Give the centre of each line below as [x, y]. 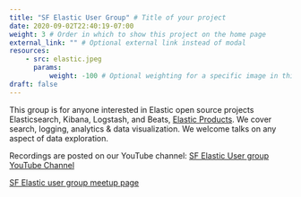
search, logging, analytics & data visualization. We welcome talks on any [143, 128]
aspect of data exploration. [59, 138]
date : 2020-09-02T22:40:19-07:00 [72, 26]
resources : [30, 51]
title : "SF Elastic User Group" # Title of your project [118, 17]
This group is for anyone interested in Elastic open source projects [132, 109]
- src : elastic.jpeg [64, 59]
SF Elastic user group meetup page [74, 182]
